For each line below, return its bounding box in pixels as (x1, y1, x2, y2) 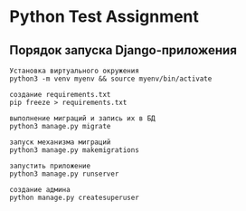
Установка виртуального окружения (9, 66, 140, 75)
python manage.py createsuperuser (9, 193, 140, 202)
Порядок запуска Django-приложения (9, 43, 238, 58)
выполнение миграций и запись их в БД (9, 114, 156, 123)
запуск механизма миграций (9, 138, 111, 147)
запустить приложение (9, 161, 91, 170)
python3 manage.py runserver (9, 169, 119, 178)
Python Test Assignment (9, 6, 199, 27)
